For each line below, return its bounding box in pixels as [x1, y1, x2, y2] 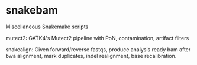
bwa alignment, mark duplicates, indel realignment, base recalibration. [5, 52, 177, 59]
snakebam [5, 4, 59, 17]
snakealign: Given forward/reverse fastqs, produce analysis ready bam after [5, 45, 191, 53]
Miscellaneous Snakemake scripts [5, 23, 89, 30]
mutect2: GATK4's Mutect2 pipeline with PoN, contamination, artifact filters [5, 34, 189, 41]
